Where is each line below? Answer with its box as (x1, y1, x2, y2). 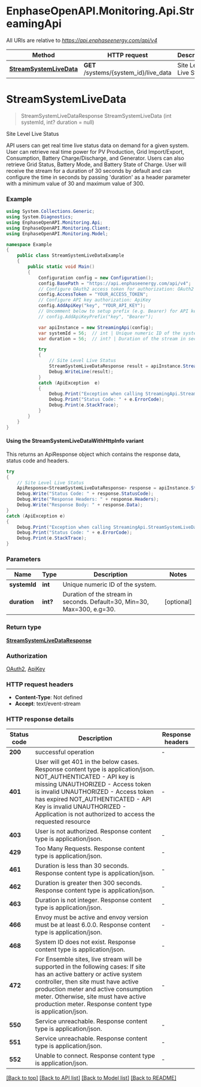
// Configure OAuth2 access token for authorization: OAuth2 (38, 286, 194, 292)
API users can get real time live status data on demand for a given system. (6, 142, 190, 149)
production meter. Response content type (35, 1000, 153, 1009)
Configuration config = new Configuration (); (38, 275, 154, 281)
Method (32, 51, 55, 59)
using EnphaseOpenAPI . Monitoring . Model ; (6, 230, 109, 237)
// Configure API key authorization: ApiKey (38, 297, 151, 303)
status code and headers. (6, 456, 69, 464)
